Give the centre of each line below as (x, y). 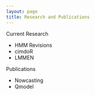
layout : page (22, 11)
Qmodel (24, 86)
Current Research (27, 33)
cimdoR (24, 51)
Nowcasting (29, 80)
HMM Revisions (33, 45)
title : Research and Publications (48, 17)
